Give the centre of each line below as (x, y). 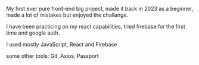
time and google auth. (33, 33)
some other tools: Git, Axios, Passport (53, 56)
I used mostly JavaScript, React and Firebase (62, 44)
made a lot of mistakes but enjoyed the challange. (67, 15)
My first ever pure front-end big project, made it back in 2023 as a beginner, (100, 9)
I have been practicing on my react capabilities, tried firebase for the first (96, 27)
